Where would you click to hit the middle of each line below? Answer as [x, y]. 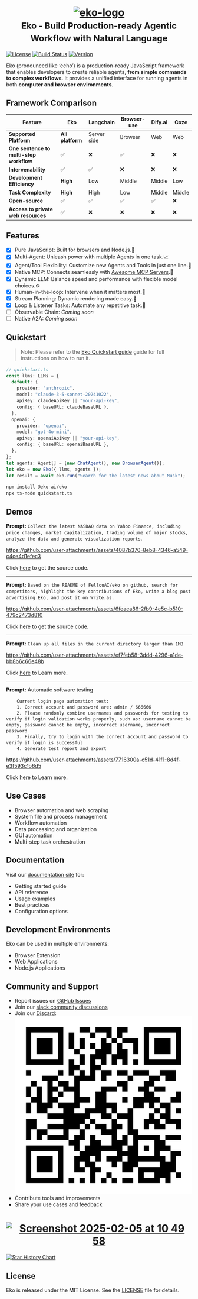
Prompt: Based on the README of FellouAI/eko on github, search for [92, 585]
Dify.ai [159, 122]
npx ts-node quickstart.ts [39, 493]
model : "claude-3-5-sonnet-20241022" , [64, 395]
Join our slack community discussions [61, 1007]
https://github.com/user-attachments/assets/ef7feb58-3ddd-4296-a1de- [95, 655]
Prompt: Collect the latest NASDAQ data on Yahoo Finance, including [93, 526]
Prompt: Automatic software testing [49, 690]
